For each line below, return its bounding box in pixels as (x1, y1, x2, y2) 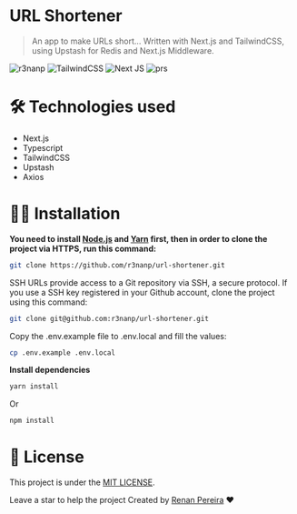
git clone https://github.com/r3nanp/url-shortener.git (9, 260, 225, 269)
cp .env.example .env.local (9, 348, 116, 358)
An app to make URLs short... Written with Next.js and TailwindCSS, (31, 35, 284, 46)
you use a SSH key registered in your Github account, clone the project (9, 287, 275, 297)
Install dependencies (9, 365, 91, 376)
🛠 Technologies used (9, 96, 176, 117)
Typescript (22, 142, 64, 153)
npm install (9, 416, 54, 426)
